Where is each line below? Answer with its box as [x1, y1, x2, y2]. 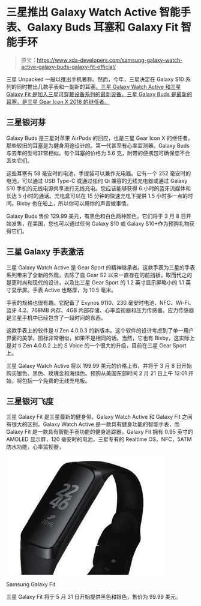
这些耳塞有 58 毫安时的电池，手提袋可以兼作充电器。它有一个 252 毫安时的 [6, 169, 191, 177]
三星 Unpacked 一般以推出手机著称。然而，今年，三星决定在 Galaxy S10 [6, 76, 184, 83]
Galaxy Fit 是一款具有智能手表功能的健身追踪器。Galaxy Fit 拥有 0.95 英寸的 [6, 428, 193, 436]
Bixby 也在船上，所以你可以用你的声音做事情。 [16, 199, 132, 207]
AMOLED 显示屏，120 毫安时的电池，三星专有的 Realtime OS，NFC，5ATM [6, 436, 192, 443]
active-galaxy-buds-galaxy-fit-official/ [20, 63, 116, 70]
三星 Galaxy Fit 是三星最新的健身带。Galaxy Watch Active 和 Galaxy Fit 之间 [6, 413, 193, 421]
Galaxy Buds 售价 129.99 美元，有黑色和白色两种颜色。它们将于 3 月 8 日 [6, 212, 187, 220]
